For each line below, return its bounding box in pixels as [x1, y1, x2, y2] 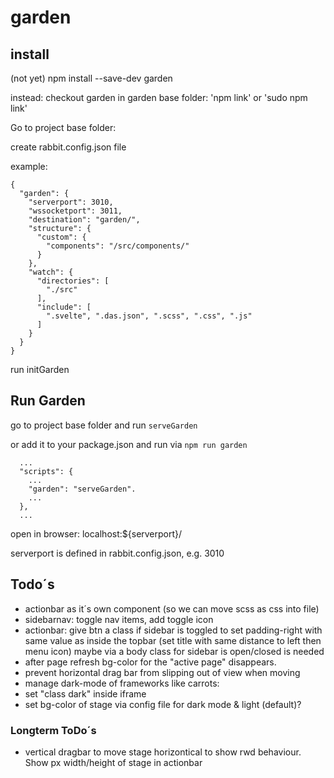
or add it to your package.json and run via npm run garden [10, 438, 248, 450]
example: [10, 161, 48, 172]
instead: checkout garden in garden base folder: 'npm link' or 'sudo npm [10, 92, 308, 103]
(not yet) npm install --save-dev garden [10, 72, 173, 84]
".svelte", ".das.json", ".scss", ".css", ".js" [46, 311, 253, 321]
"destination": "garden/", [28, 215, 141, 225]
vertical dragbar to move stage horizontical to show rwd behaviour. [24, 746, 302, 758]
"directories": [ [36, 276, 110, 286]
